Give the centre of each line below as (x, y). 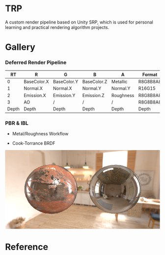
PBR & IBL (17, 123)
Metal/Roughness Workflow (40, 133)
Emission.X (35, 95)
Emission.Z (93, 95)
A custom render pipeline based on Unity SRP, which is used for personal (79, 22)
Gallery (20, 47)
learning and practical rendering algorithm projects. (57, 27)
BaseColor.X (36, 82)
